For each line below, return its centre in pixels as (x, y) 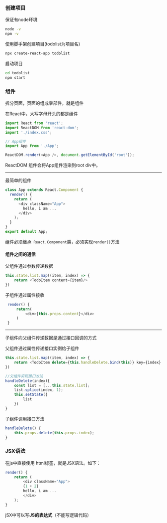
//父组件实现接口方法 (24, 376)
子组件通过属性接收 (25, 295)
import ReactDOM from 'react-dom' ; (42, 128)
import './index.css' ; (29, 132)
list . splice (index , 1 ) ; (39, 390)
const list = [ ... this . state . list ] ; (52, 385)
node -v (13, 29)
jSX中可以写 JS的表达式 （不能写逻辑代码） (48, 515)
